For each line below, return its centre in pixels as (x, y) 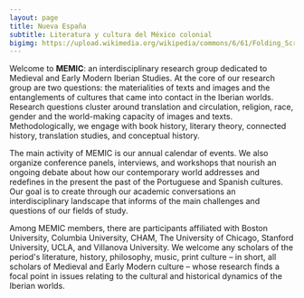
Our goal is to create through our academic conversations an (123, 191)
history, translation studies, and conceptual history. (105, 135)
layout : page (34, 18)
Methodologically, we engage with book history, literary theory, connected (148, 126)
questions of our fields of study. (69, 211)
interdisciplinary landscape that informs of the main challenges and (135, 201)
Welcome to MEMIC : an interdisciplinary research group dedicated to (138, 69)
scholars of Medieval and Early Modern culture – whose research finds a (145, 266)
